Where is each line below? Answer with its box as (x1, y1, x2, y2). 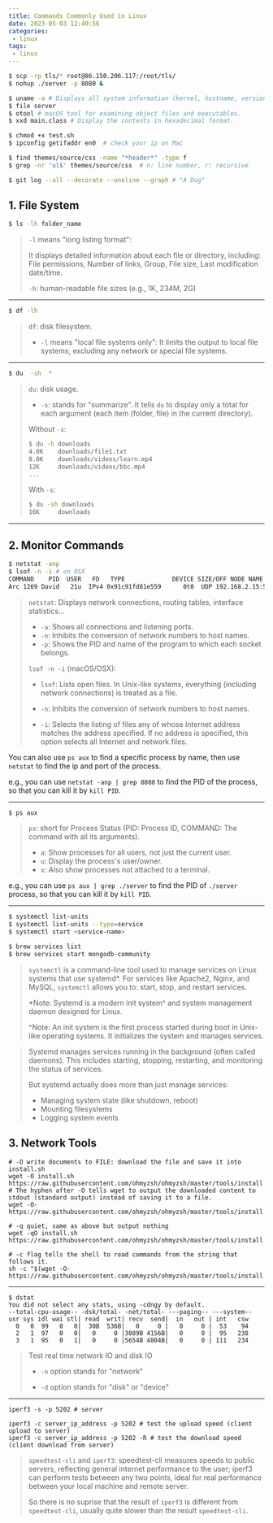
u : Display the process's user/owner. (40, 856, 162, 866)
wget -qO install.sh (8, 1229, 79, 1237)
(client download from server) (8, 1441, 115, 1449)
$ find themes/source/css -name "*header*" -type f (8, 154, 187, 162)
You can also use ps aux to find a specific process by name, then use (8, 752, 240, 762)
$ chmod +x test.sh (8, 132, 75, 140)
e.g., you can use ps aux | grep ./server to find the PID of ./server (8, 881, 238, 890)
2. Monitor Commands (8, 538, 124, 552)
